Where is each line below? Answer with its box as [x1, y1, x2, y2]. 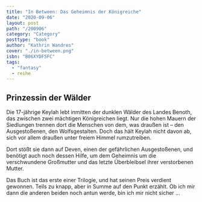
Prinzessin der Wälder [6, 93, 92, 103]
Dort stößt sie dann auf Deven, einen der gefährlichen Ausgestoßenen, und [6, 145, 193, 153]
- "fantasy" [11, 64, 42, 71]
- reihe [11, 70, 31, 76]
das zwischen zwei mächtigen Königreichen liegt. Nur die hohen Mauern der [6, 115, 197, 122]
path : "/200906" [6, 25, 47, 32]
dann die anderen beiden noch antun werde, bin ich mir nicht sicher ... [6, 189, 181, 197]
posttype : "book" [6, 37, 50, 43]
